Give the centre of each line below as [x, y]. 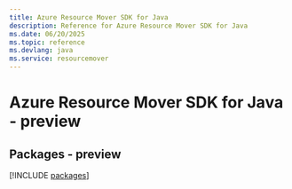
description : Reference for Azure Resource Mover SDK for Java [129, 26]
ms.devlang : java [41, 51]
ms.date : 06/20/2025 [47, 34]
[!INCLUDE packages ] [49, 175]
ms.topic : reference [47, 42]
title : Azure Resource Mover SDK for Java [89, 17]
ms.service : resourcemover [59, 59]
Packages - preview [65, 154]
